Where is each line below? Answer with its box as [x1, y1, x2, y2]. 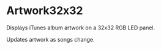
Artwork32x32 [6, 4, 84, 18]
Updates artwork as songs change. [6, 36, 95, 43]
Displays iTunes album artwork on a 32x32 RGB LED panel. [6, 24, 155, 31]
